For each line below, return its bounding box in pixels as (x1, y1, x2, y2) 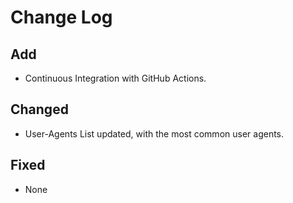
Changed (10, 101, 69, 118)
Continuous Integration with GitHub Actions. (24, 72, 207, 84)
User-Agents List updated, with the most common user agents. (24, 127, 285, 140)
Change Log (10, 6, 113, 29)
